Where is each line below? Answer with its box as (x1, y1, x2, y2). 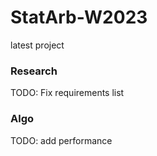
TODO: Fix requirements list (10, 87, 125, 99)
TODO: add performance (10, 134, 113, 146)
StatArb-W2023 (10, 6, 148, 29)
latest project (10, 39, 65, 51)
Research (10, 64, 58, 78)
